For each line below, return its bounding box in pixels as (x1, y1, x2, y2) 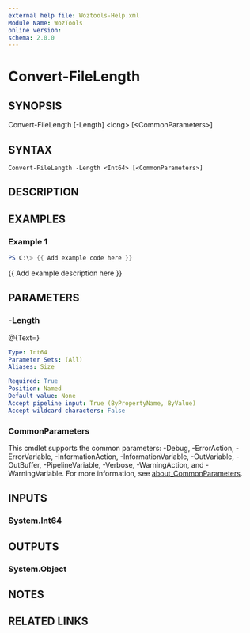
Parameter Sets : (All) (8, 355, 83, 364)
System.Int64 (8, 515, 62, 526)
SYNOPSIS (8, 99, 62, 112)
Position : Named (8, 385, 62, 392)
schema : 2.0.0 (8, 33, 55, 42)
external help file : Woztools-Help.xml (8, 11, 140, 20)
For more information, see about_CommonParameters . (66, 468, 243, 478)
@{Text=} (8, 333, 40, 343)
